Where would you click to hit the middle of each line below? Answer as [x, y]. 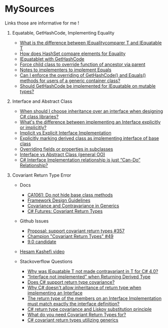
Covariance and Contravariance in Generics [73, 206]
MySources [30, 9]
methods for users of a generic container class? [70, 80]
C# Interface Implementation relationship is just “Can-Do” [80, 160]
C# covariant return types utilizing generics [73, 320]
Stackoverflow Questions [46, 261]
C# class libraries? [39, 116]
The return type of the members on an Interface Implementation [94, 298]
